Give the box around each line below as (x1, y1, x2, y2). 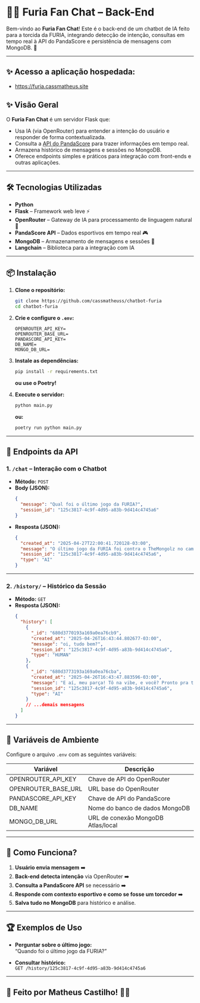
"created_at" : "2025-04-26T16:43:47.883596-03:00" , (30, 674, 162, 680)
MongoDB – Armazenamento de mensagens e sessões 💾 (14, 238, 155, 245)
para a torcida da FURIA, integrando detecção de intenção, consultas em (6, 31, 185, 38)
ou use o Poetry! (14, 379, 57, 386)
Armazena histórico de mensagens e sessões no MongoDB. (14, 146, 162, 153)
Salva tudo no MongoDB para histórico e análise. (14, 899, 136, 906)
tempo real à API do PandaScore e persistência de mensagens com (6, 37, 171, 45)
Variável (33, 764, 58, 773)
